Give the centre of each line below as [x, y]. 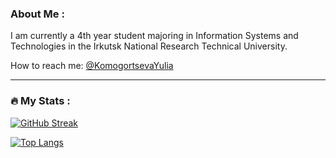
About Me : [37, 14]
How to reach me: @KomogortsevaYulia [92, 66]
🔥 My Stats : [40, 101]
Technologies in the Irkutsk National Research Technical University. [149, 46]
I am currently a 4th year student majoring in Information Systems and [154, 36]
